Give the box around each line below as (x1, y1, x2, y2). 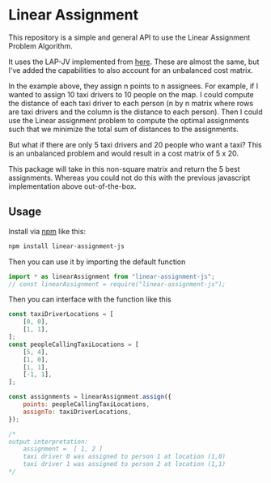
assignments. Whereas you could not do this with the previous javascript (8, 173, 251, 182)
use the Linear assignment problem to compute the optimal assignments (8, 115, 249, 125)
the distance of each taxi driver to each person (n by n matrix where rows (8, 98, 253, 108)
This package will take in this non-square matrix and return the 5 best (8, 164, 240, 173)
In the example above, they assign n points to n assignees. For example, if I (8, 81, 259, 91)
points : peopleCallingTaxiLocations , (23, 400, 150, 408)
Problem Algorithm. (8, 41, 73, 50)
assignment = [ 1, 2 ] (23, 445, 104, 453)
